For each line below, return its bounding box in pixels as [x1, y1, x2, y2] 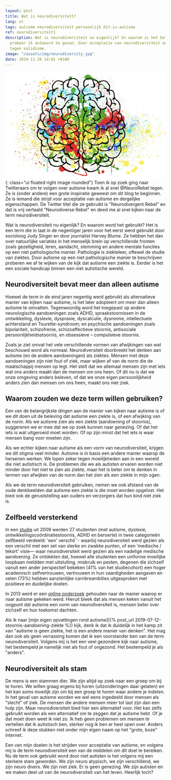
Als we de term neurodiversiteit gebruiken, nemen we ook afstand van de [5, 482, 159, 488]
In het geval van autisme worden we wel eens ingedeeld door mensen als [5, 694, 159, 700]
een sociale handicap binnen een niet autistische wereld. [5, 265, 125, 271]
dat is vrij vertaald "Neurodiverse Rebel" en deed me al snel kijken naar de [5, 206, 161, 212]
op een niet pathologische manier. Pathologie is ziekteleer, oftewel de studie [5, 249, 165, 255]
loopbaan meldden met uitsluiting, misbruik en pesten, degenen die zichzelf [5, 559, 164, 565]
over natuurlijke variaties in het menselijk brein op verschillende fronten [5, 238, 155, 244]
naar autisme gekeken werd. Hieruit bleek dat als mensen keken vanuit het [5, 596, 161, 602]
